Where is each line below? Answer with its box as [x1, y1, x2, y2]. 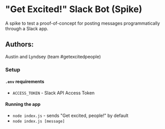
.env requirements [5, 79, 44, 85]
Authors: [5, 40, 34, 49]
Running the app [5, 101, 41, 107]
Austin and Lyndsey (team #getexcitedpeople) [5, 53, 101, 59]
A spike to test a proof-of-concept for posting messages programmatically [5, 20, 160, 26]
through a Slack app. [5, 25, 49, 31]
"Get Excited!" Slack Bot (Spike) [5, 4, 142, 15]
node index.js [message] [12, 119, 65, 124]
